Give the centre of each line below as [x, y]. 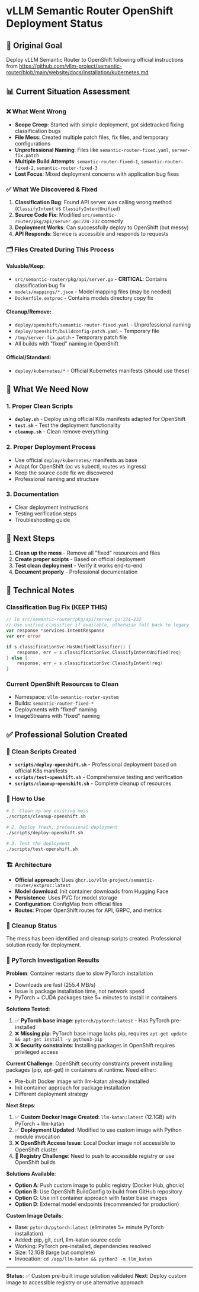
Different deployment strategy [51, 1094]
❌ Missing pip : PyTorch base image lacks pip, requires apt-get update [101, 1033]
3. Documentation [33, 494]
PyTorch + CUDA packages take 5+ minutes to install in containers [96, 997]
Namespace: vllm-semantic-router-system [67, 697]
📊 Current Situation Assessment [68, 92]
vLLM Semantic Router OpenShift [90, 11]
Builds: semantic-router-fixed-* [54, 703]
